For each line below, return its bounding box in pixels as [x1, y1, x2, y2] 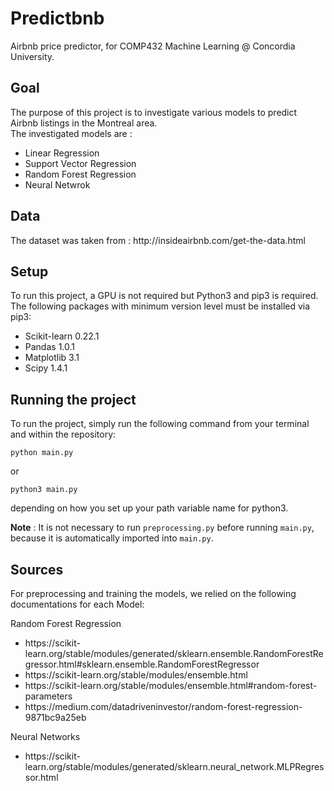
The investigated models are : [10, 127, 133, 139]
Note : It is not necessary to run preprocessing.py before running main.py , [10, 522, 315, 534]
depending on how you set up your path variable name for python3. [10, 502, 289, 514]
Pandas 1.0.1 [24, 341, 75, 353]
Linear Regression [24, 147, 100, 159]
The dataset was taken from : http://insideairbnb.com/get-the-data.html [10, 234, 306, 246]
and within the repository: [10, 428, 117, 441]
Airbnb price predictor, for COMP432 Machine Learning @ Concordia [10, 40, 296, 52]
